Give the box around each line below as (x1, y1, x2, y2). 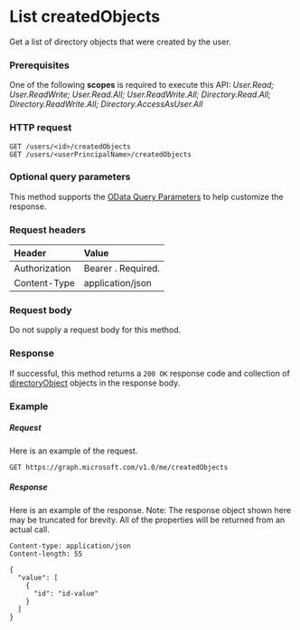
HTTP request (9, 121, 72, 134)
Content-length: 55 (9, 549, 83, 558)
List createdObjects (9, 6, 161, 27)
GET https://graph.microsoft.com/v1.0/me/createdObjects (9, 463, 229, 472)
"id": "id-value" (33, 588, 99, 598)
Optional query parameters (9, 170, 131, 183)
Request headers (9, 224, 87, 236)
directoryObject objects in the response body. (9, 377, 181, 388)
